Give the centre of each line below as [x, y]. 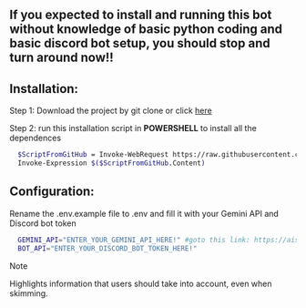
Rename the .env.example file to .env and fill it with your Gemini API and [144, 213]
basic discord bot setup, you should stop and [140, 43]
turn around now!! [61, 58]
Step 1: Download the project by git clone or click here [111, 111]
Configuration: [52, 192]
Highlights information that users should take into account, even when [141, 283]
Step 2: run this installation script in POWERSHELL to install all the [133, 128]
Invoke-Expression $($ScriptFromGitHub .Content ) [112, 163]
